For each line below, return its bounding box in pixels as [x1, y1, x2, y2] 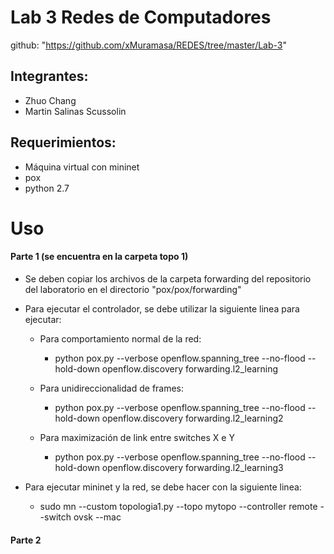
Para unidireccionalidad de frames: [39, 382, 185, 394]
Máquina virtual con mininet [24, 161, 140, 173]
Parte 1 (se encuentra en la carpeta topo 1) [10, 251, 189, 263]
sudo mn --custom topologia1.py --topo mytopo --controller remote [39, 500, 318, 512]
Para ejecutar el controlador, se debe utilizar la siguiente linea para [24, 302, 300, 315]
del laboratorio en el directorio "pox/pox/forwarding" [24, 283, 242, 295]
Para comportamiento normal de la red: [39, 332, 202, 345]
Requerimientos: [10, 134, 117, 151]
